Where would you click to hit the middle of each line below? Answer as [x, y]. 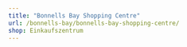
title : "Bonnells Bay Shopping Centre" [74, 16]
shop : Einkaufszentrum [46, 30]
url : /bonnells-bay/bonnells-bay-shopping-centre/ [94, 23]
